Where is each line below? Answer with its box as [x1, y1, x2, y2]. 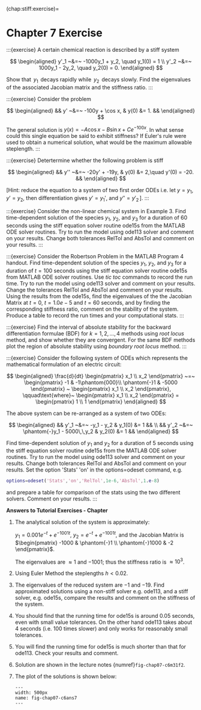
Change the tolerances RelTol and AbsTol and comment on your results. [6, 286, 184, 293]
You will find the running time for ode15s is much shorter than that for [14, 643, 187, 650]
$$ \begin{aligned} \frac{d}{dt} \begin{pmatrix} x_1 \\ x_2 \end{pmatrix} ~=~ [7, 372, 195, 379]
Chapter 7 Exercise [6, 26, 103, 40]
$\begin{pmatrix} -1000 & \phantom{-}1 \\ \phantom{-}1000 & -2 [14, 539, 174, 546]
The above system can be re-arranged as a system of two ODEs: [6, 409, 167, 417]
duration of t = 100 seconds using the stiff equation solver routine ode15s [6, 267, 188, 274]
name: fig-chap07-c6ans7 [14, 695, 77, 701]
